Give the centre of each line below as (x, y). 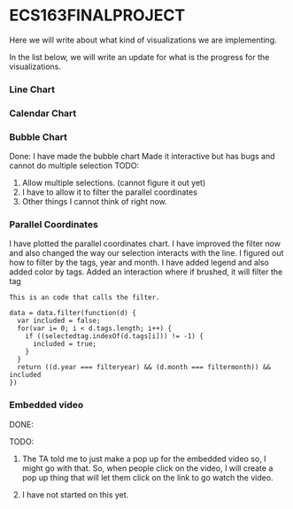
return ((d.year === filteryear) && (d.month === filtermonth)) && (144, 367)
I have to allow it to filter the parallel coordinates (109, 192)
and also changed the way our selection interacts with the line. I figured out (146, 253)
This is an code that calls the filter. (85, 297)
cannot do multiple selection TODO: (74, 166)
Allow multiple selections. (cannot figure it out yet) (114, 183)
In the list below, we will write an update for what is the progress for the (139, 57)
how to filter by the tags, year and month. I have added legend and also (139, 263)
